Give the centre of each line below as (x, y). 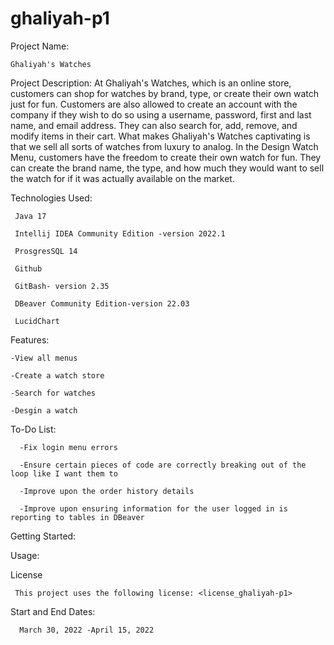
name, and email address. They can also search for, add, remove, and (154, 125)
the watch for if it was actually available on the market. (122, 178)
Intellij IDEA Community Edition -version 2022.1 (120, 233)
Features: (30, 339)
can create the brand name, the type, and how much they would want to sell (167, 168)
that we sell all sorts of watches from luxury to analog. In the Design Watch (164, 146)
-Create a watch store (57, 375)
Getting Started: (43, 536)
